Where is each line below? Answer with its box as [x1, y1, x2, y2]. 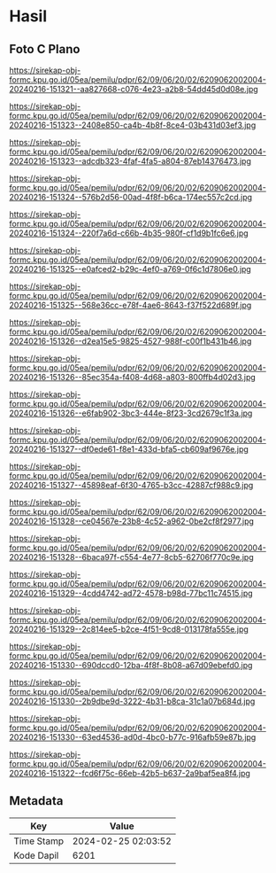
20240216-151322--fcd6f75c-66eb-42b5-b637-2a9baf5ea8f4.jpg [9, 768, 250, 778]
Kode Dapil [13, 849, 59, 861]
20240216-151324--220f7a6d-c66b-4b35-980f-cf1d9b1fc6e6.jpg [9, 228, 249, 238]
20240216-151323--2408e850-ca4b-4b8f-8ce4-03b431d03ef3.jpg [9, 120, 257, 130]
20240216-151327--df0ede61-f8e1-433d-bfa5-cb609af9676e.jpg [9, 444, 249, 454]
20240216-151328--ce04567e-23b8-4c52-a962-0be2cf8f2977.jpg [9, 516, 255, 526]
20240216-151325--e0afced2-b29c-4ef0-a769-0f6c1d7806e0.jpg [9, 264, 252, 274]
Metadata [9, 793, 64, 808]
